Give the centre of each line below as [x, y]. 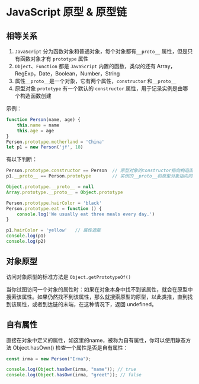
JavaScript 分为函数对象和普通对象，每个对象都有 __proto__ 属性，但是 [101, 51]
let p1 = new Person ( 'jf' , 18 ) [45, 147]
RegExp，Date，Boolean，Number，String [67, 74]
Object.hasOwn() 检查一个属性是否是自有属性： [70, 347]
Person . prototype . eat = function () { [54, 208]
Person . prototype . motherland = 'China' [55, 142]
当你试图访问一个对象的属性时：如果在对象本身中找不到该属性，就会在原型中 [99, 289]
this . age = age [36, 131]
